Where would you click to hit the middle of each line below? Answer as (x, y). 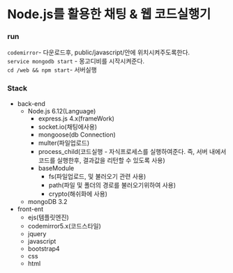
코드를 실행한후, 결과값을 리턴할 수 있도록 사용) (102, 160)
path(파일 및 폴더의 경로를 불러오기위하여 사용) (112, 185)
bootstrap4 (44, 249)
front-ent (30, 209)
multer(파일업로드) (64, 143)
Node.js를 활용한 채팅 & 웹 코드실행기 (109, 14)
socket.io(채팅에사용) (68, 127)
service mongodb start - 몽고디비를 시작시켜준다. (76, 61)
